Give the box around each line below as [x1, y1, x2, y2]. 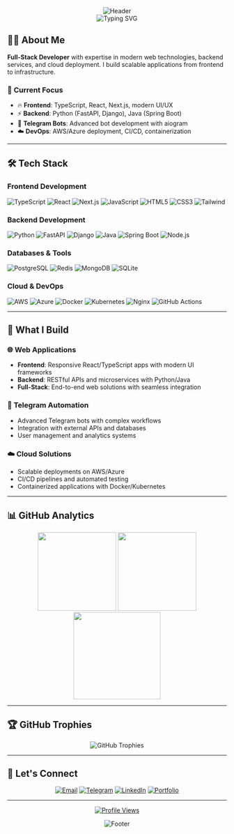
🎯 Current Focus [7, 85, 63, 95]
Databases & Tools [7, 248, 72, 258]
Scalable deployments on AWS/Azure [17, 467, 125, 476]
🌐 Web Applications [7, 345, 77, 354]
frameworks [17, 368, 52, 377]
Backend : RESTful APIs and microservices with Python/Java [17, 376, 191, 384]
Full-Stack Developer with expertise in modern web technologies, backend [7, 52, 224, 61]
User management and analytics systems [17, 431, 136, 439]
